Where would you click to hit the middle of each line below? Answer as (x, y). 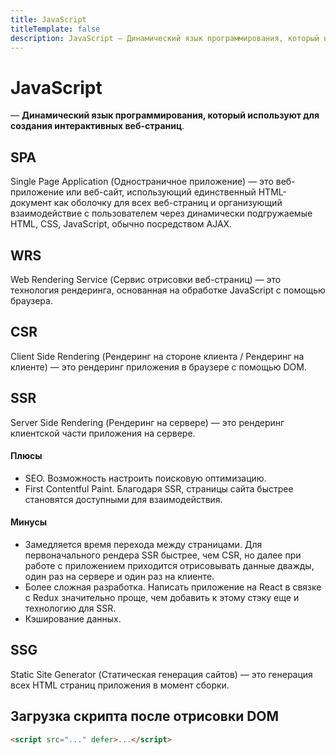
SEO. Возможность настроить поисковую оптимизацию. (145, 478)
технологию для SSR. (70, 608)
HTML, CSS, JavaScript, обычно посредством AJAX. (121, 224)
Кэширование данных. (73, 618)
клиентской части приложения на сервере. (103, 433)
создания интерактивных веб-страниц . (97, 126)
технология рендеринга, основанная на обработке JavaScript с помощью (168, 290)
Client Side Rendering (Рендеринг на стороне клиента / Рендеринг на (157, 356)
